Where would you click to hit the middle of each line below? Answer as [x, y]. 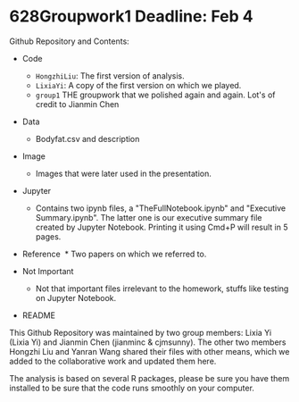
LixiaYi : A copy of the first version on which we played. [138, 85]
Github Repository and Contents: [69, 41]
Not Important [48, 271]
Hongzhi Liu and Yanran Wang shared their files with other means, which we [149, 351]
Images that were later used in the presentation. [124, 173]
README [39, 315]
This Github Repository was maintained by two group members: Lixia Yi [141, 332]
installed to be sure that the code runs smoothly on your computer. [132, 388]
